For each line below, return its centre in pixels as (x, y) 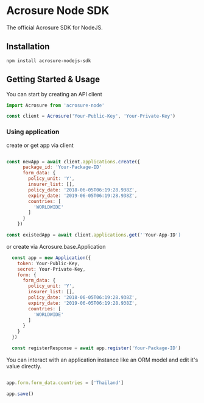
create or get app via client (40, 145)
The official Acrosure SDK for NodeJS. (55, 27)
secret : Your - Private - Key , (51, 269)
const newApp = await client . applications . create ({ (73, 162)
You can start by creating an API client (54, 94)
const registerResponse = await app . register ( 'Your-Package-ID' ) (97, 348)
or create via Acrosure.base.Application (56, 246)
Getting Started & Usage (53, 80)
